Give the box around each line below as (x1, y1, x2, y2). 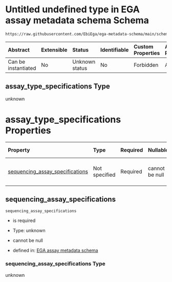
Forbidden (134, 61, 159, 68)
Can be (8, 58, 26, 65)
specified (93, 171, 116, 178)
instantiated (8, 64, 36, 71)
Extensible (40, 46, 68, 53)
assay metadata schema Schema (5, 14, 149, 26)
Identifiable (100, 46, 129, 53)
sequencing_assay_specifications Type (5, 260, 106, 268)
